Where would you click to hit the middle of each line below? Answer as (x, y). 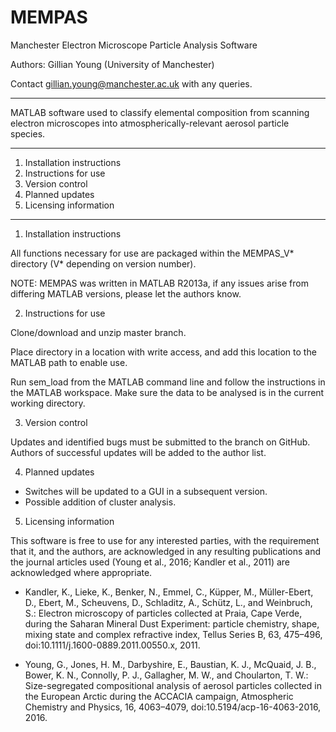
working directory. (48, 403)
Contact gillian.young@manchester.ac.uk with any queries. (131, 83)
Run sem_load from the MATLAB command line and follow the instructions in (168, 382)
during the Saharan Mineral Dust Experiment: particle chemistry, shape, (172, 623)
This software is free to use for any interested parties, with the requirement (165, 540)
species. (28, 133)
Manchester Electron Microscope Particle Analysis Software (134, 45)
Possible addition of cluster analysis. (100, 502)
